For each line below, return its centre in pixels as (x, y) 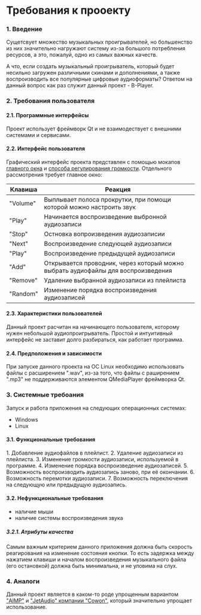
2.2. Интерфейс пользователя (46, 149)
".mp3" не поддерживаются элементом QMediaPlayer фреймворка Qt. (96, 379)
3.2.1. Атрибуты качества (40, 532)
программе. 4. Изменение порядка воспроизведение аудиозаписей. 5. (97, 465)
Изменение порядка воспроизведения (100, 290)
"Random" (24, 294)
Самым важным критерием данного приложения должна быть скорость (99, 547)
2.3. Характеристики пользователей (54, 313)
